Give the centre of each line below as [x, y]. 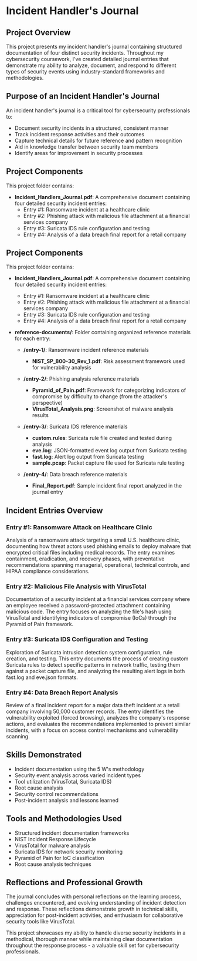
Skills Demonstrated [44, 755]
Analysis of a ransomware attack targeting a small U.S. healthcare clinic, [93, 540]
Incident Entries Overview [55, 510]
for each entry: [33, 338]
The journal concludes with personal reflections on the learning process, [94, 896]
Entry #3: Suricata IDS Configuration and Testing [77, 640]
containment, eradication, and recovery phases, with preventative [85, 559]
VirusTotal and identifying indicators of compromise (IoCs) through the [91, 618]
